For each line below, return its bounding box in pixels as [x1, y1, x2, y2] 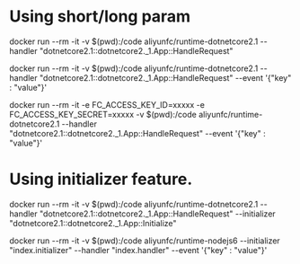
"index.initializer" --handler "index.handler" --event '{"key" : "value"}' [9, 244, 268, 255]
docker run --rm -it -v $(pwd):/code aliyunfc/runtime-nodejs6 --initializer [9, 235, 280, 246]
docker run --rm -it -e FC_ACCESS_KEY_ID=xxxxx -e [9, 99, 205, 110]
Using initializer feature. [9, 169, 193, 189]
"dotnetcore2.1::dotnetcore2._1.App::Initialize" [9, 217, 177, 228]
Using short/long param [9, 6, 191, 27]
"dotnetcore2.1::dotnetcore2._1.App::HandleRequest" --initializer [39, 208, 276, 219]
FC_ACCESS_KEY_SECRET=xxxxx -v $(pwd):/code [9, 109, 198, 119]
